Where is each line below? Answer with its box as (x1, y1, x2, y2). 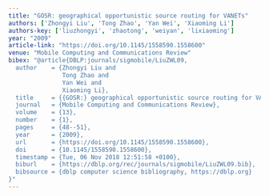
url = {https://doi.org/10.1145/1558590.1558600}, (15, 138, 210, 146)
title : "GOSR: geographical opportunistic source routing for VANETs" (8, 11, 249, 20)
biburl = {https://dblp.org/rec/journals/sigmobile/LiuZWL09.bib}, (15, 161, 256, 169)
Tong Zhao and (62, 71, 110, 79)
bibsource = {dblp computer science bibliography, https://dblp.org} (15, 168, 252, 176)
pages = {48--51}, (15, 123, 91, 131)
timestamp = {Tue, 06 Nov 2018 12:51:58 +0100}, (15, 153, 181, 161)
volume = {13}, (15, 109, 78, 117)
